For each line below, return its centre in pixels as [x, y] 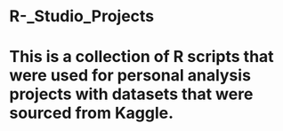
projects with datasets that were [131, 94]
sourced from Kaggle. [92, 113]
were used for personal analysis [130, 76]
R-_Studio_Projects [82, 16]
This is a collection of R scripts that [141, 57]
